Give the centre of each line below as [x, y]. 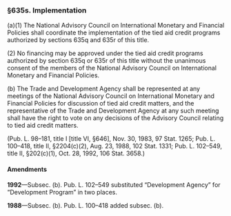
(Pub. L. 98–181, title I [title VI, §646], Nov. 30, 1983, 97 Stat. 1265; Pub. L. [111, 139]
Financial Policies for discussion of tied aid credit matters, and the [101, 104]
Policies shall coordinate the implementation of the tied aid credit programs [114, 32]
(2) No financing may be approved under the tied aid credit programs [105, 53]
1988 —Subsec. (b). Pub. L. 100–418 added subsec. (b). [86, 205]
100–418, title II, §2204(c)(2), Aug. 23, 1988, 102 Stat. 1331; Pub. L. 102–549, [115, 146]
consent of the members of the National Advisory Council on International [112, 68]
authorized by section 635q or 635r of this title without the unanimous [107, 61]
